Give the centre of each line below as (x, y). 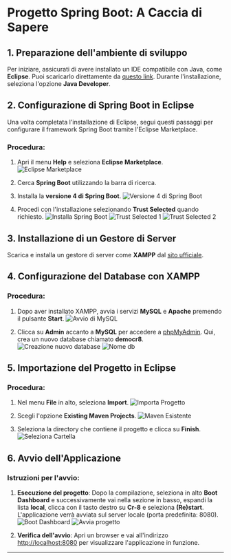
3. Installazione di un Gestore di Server (92, 238)
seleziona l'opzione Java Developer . (59, 84)
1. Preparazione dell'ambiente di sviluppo (97, 53)
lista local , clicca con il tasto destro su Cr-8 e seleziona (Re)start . (110, 507)
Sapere (28, 27)
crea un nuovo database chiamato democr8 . (80, 339)
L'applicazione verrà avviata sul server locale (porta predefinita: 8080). (118, 515)
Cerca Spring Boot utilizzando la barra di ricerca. (87, 183)
